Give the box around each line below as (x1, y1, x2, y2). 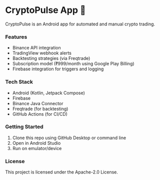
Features (5, 33, 27, 40)
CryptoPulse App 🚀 (5, 4, 86, 16)
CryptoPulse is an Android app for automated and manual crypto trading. (5, 21, 155, 27)
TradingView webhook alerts (12, 50, 71, 56)
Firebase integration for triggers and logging (12, 66, 104, 72)
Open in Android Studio (12, 140, 61, 146)
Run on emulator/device (12, 145, 62, 151)
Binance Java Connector (12, 100, 63, 106)
